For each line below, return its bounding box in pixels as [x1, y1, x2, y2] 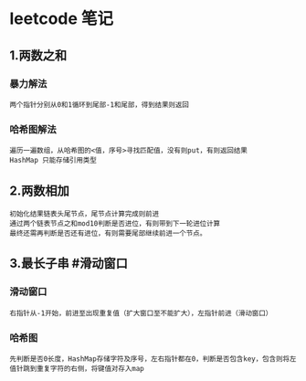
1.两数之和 [9, 48, 68, 63]
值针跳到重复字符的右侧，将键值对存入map [9, 364, 144, 373]
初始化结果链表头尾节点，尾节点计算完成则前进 [9, 209, 160, 218]
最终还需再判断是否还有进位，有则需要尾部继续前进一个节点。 [9, 228, 207, 238]
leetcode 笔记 [9, 8, 114, 29]
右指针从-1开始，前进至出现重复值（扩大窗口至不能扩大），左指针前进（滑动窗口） [9, 308, 273, 318]
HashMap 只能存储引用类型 [9, 156, 98, 165]
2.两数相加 [9, 183, 70, 198]
